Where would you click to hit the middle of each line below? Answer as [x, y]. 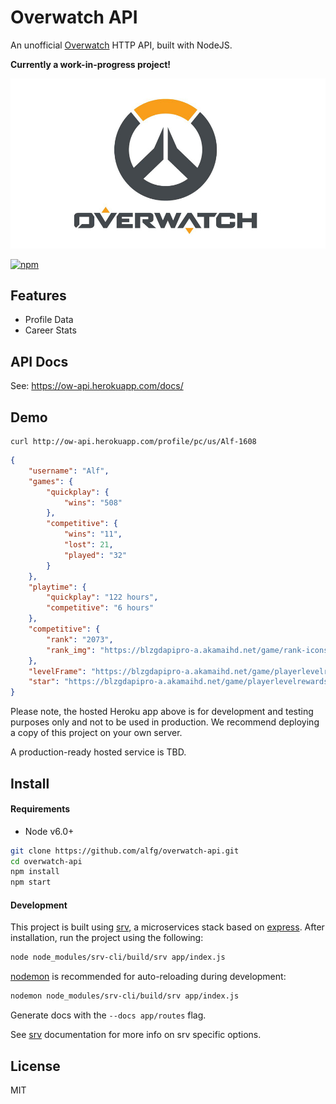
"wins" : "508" [93, 502]
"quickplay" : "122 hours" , [102, 597]
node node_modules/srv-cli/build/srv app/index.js [118, 957]
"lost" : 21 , [88, 545]
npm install [35, 872]
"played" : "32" [95, 555]
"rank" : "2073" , [80, 639]
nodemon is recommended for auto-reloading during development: [148, 977]
